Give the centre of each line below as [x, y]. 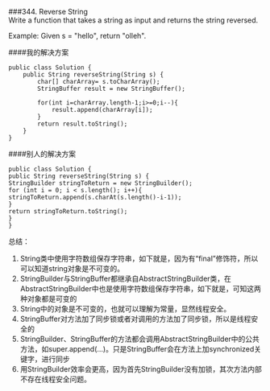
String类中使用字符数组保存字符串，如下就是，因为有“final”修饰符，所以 [139, 258]
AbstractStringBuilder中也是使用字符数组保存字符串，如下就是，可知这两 [141, 288]
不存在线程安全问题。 [55, 379]
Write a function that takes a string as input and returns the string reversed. [133, 20]
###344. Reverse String [48, 12]
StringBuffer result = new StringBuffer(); [111, 88]
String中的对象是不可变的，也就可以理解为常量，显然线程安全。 [125, 309]
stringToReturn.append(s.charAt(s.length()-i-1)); [95, 197]
